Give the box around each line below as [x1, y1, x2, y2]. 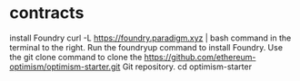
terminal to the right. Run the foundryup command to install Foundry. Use [9, 41, 284, 52]
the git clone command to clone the [9, 51, 143, 62]
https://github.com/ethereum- [144, 51, 256, 62]
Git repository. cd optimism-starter [122, 61, 253, 72]
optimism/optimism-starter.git [9, 61, 121, 72]
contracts [9, 3, 85, 23]
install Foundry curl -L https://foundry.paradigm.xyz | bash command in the [9, 32, 292, 43]
